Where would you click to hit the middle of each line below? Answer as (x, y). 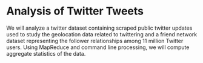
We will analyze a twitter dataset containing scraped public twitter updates (99, 28)
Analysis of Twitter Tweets (75, 11)
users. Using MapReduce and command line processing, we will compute (98, 47)
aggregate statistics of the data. (46, 53)
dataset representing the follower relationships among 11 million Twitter (95, 41)
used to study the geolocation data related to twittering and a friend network (102, 34)
